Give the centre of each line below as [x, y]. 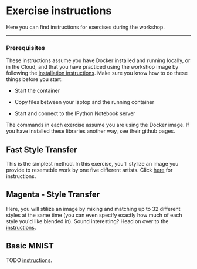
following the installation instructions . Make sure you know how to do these [97, 73]
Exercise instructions [59, 11]
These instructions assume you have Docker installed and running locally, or [98, 60]
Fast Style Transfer [42, 149]
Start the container [37, 91]
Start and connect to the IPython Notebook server [75, 113]
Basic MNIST [30, 246]
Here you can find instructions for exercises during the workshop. [86, 27]
